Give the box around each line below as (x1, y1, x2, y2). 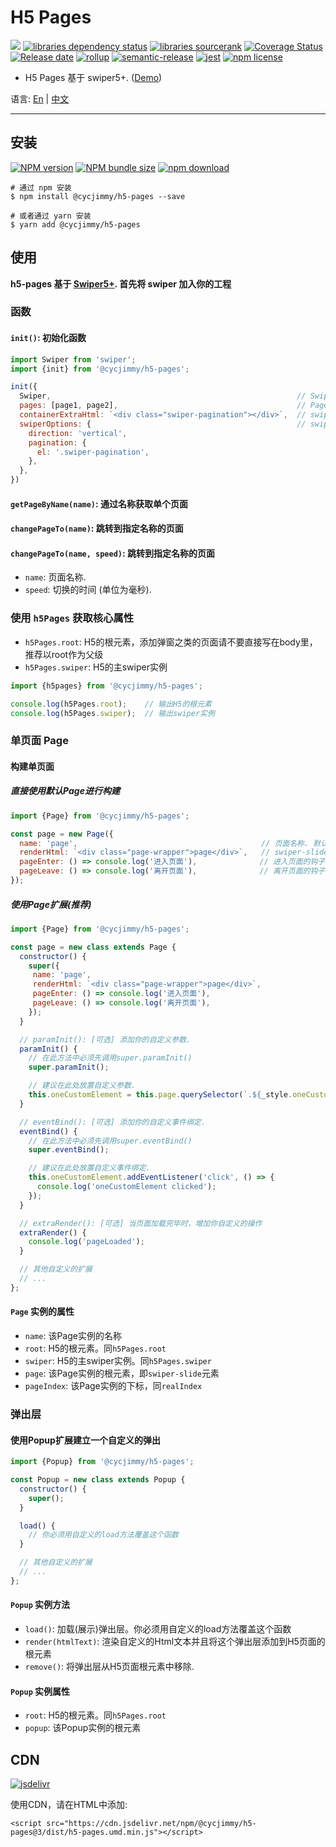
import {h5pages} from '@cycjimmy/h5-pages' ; (10, 681, 203, 691)
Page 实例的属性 (10, 1306, 75, 1318)
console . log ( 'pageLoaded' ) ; (28, 1237, 145, 1247)
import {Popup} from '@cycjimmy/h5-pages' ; (10, 1457, 195, 1467)
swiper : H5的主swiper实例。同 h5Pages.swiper (24, 1355, 212, 1367)
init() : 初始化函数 (10, 332, 87, 344)
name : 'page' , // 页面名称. (19, 838, 310, 848)
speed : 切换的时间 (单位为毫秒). (24, 584, 152, 596)
